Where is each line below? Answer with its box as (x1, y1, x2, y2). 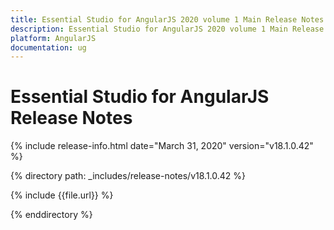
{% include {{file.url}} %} (10, 189, 114, 201)
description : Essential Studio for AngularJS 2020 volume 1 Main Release (10, 24, 325, 34)
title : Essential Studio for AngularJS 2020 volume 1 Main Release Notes (10, 14, 325, 25)
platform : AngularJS (10, 33, 97, 43)
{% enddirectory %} (10, 209, 93, 221)
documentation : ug (10, 42, 87, 53)
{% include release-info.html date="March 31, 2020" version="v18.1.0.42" (10, 140, 314, 152)
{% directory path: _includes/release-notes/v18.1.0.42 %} (10, 170, 246, 182)
